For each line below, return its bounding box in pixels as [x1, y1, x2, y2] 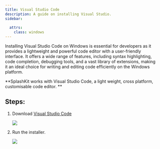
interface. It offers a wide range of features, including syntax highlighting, [5, 54, 152, 59]
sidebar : [5, 16, 23, 21]
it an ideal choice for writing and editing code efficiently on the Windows [5, 64, 150, 70]
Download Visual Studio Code [12, 111, 72, 116]
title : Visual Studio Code [5, 7, 60, 12]
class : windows [14, 30, 45, 35]
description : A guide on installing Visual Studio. [5, 12, 112, 17]
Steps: [5, 98, 25, 106]
